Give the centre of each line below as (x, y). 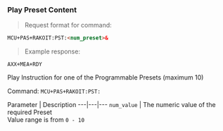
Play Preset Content (42, 10)
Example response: (52, 51)
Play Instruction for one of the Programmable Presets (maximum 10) (106, 77)
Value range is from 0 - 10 (46, 120)
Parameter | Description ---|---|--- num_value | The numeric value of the (111, 105)
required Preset (30, 112)
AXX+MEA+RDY (25, 65)
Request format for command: (68, 25)
